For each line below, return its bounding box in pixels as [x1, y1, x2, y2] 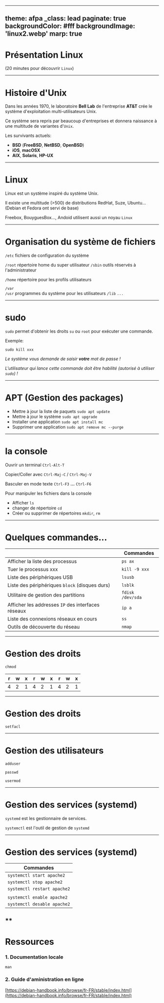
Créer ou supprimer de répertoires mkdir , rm [12, 510, 101, 516]
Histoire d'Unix [5, 87, 67, 98]
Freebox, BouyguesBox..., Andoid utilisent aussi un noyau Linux [5, 215, 133, 221]
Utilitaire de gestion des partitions [7, 592, 85, 598]
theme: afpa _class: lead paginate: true [5, 14, 126, 23]
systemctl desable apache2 [7, 901, 70, 907]
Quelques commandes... [5, 532, 107, 543]
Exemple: [5, 338, 24, 344]
